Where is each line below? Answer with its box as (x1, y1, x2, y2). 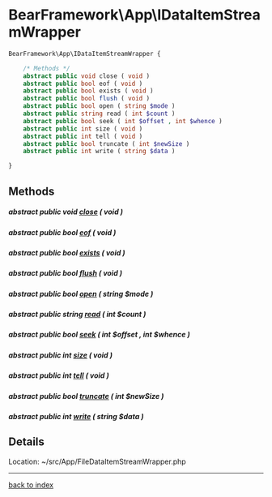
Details (8, 435, 45, 449)
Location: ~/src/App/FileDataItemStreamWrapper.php (8, 456, 186, 466)
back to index (8, 480, 54, 490)
